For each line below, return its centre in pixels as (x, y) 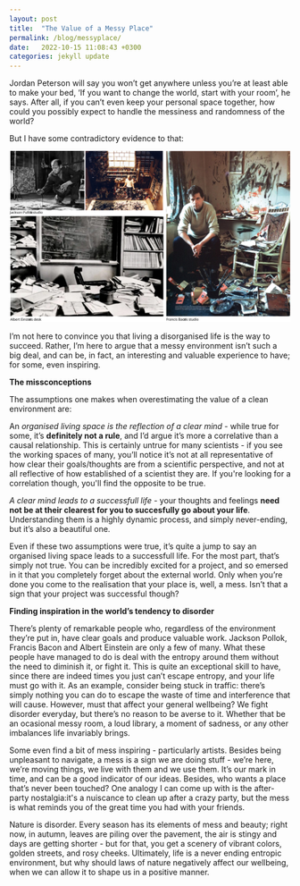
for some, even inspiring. (55, 364)
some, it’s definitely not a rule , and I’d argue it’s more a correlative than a (144, 435)
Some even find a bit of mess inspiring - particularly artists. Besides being (145, 750)
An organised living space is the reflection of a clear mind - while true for (144, 426)
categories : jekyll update (59, 57)
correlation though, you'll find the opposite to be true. (108, 483)
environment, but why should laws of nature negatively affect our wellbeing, (149, 862)
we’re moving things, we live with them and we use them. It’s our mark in (143, 769)
